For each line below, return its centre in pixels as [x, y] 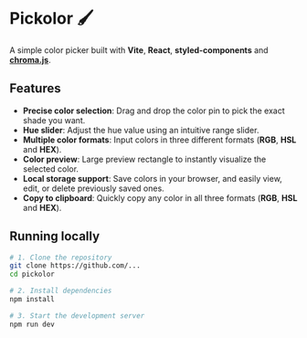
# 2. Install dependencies [61, 291]
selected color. [51, 169]
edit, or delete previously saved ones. [93, 188]
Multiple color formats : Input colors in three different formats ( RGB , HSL [159, 140]
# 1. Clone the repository [61, 258]
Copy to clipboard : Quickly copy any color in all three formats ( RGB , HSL [160, 197]
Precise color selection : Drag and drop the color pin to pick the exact [153, 111]
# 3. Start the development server [77, 316]
